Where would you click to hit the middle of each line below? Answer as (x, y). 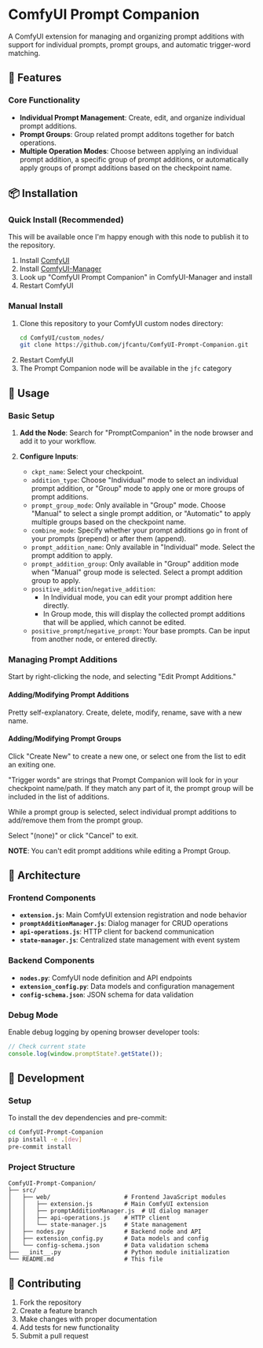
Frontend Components (52, 898)
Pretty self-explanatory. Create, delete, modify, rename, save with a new (125, 712)
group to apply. (56, 581)
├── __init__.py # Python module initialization (119, 1253)
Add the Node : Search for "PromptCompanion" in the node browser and (136, 433)
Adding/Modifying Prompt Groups (65, 739)
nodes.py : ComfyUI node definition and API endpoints (106, 978)
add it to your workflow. (58, 441)
